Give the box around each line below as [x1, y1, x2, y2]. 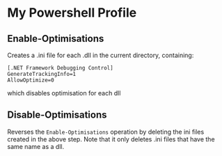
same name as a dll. [7, 142, 65, 150]
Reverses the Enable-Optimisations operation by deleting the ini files [7, 127, 205, 136]
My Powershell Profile [7, 5, 137, 21]
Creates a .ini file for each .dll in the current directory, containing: [7, 51, 194, 59]
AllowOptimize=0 [7, 77, 54, 84]
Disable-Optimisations [7, 109, 107, 121]
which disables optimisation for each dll [7, 89, 121, 97]
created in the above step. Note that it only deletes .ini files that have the [7, 134, 215, 143]
